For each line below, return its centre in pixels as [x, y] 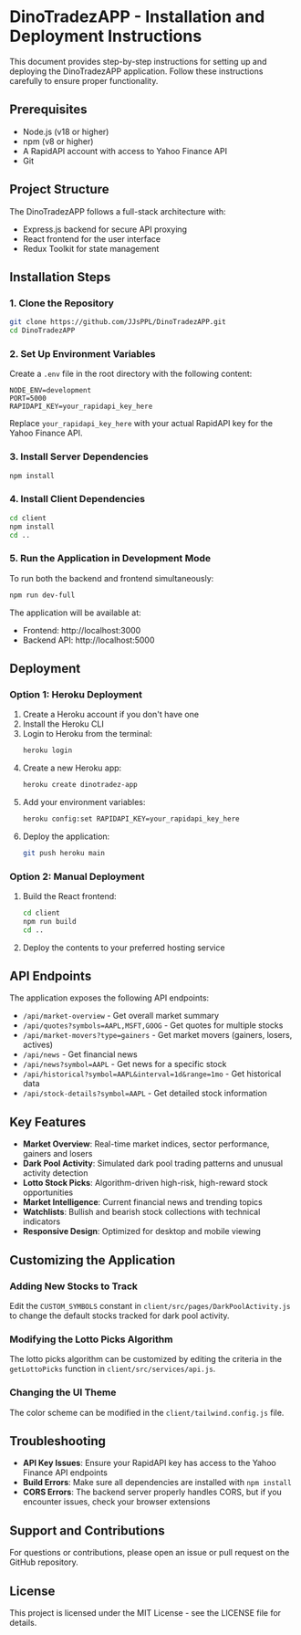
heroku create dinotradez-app [80, 785]
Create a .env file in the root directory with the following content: [131, 374]
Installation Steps [60, 277]
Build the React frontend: [69, 896]
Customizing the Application [93, 1260]
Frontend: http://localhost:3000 [82, 630]
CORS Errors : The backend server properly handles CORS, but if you [152, 1492]
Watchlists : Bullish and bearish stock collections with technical [141, 1212]
